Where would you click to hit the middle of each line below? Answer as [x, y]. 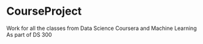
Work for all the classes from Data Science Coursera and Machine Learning [102, 28]
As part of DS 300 [29, 34]
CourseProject [44, 11]
